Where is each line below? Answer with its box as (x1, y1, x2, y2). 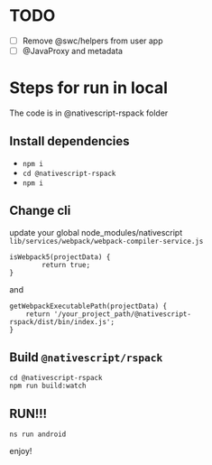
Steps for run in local (9, 78, 169, 98)
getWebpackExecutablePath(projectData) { (9, 302, 168, 311)
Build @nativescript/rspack (9, 349, 163, 366)
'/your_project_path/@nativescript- (53, 309, 192, 319)
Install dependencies (9, 134, 130, 149)
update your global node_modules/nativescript (9, 227, 183, 237)
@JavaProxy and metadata (22, 46, 124, 56)
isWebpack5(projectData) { (9, 252, 111, 262)
